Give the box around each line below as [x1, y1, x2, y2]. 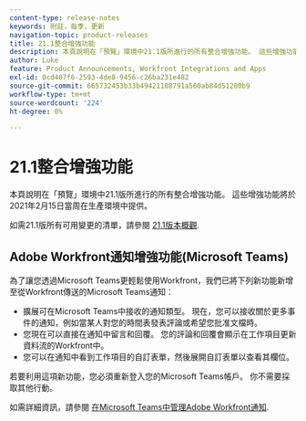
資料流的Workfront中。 [22, 340, 109, 351]
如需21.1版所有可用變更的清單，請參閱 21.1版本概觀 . [9, 220, 200, 231]
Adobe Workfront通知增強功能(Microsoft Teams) [9, 248, 290, 265]
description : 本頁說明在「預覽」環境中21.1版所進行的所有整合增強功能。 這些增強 [9, 47, 287, 57]
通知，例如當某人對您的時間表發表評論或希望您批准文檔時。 [38, 317, 262, 328]
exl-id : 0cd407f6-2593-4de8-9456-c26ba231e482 [9, 73, 189, 82]
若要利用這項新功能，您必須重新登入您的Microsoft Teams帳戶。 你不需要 [9, 371, 282, 382]
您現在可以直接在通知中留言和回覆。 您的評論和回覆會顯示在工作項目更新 [22, 329, 297, 339]
